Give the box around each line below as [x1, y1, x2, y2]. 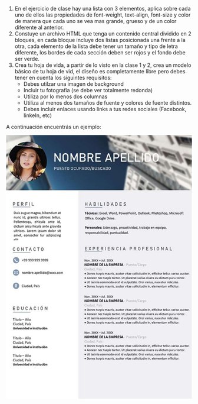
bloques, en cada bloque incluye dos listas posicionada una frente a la [14, 37, 186, 43]
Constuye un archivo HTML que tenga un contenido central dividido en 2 [14, 30, 192, 37]
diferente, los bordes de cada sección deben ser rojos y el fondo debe [14, 49, 186, 56]
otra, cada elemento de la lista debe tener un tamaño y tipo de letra [14, 43, 178, 50]
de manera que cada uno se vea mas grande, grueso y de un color [14, 18, 177, 24]
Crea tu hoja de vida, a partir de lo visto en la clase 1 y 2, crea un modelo [14, 62, 192, 69]
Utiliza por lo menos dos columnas [23, 93, 108, 100]
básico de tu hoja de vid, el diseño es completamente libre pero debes [14, 68, 186, 75]
